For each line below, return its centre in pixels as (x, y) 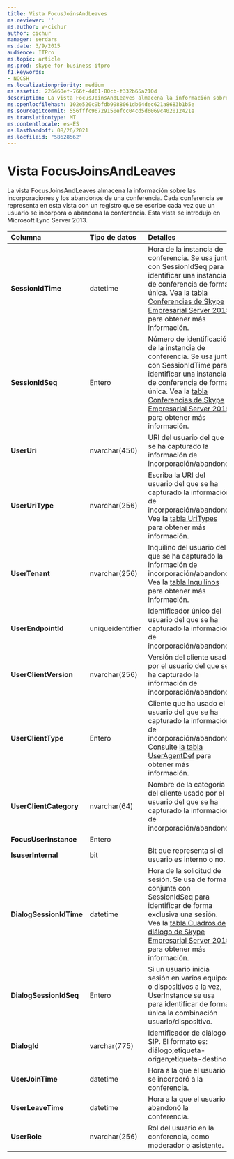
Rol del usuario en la (181, 1128)
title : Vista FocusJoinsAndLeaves (57, 14)
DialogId (25, 1046)
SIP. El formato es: (178, 1042)
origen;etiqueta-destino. (188, 1059)
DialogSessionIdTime (47, 914)
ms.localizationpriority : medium (56, 85)
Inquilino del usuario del (187, 547)
